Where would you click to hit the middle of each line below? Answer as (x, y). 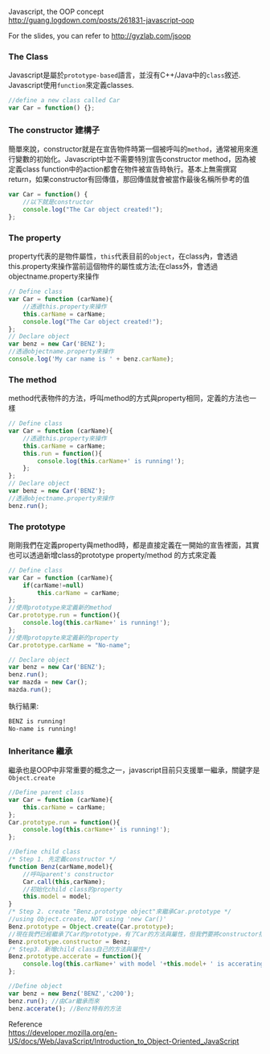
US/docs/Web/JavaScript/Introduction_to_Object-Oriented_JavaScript (124, 1041)
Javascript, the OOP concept (56, 12)
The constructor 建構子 (54, 130)
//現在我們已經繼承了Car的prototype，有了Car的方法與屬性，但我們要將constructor (133, 934)
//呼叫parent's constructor (68, 874)
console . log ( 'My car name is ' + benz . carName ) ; (91, 359)
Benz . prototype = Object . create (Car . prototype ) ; (91, 926)
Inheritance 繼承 (41, 750)
